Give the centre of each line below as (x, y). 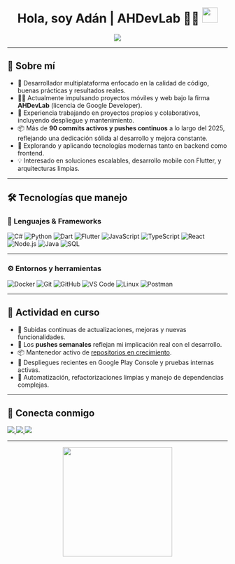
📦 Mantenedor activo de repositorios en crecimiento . (94, 352)
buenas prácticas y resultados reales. (71, 90)
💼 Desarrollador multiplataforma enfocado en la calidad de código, (113, 83)
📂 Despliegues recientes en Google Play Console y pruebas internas (116, 362)
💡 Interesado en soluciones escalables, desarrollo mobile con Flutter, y (119, 160)
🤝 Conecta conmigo (51, 413)
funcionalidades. (41, 337)
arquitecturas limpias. (49, 168)
